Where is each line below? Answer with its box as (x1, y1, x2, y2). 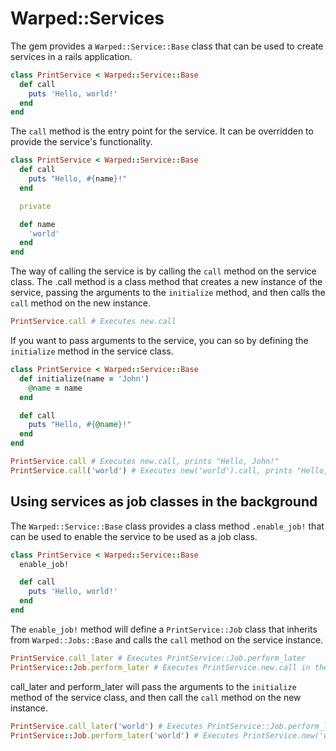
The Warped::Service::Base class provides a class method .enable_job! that (10, 520, 325, 532)
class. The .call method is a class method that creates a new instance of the (10, 276, 323, 288)
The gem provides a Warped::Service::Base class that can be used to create (10, 40, 324, 52)
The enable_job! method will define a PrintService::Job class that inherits (10, 623, 318, 635)
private (19, 201, 52, 211)
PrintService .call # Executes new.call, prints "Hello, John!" (10, 457, 280, 467)
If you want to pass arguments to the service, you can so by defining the (10, 335, 309, 347)
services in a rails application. (10, 50, 133, 62)
